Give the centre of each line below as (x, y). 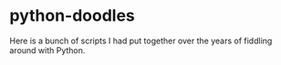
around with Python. (47, 50)
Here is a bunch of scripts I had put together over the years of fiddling (141, 41)
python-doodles (72, 16)
